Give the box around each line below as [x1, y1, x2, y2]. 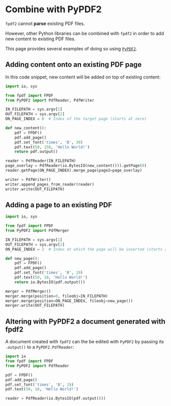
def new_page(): [5, 256, 40, 261]
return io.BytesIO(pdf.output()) [14, 279, 85, 285]
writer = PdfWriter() [5, 177, 51, 182]
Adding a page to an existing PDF [5, 200, 112, 209]
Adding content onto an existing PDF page [5, 60, 142, 69]
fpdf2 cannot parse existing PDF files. [5, 20, 85, 26]
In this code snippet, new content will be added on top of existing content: [5, 74, 161, 80]
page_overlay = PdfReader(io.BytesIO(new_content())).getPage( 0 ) [5, 163, 147, 169]
